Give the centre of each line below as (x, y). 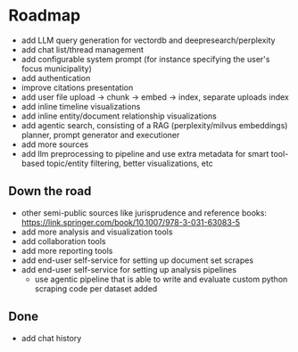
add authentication (56, 78)
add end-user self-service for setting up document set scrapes (137, 260)
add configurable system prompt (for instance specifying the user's (145, 59)
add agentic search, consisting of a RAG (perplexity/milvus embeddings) (154, 125)
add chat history (51, 338)
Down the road (50, 191)
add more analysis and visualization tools (97, 232)
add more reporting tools (67, 250)
